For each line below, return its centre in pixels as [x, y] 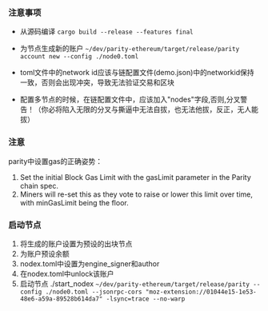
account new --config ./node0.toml [79, 57]
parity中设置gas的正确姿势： [55, 161]
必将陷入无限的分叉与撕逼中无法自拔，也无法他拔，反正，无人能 [153, 110]
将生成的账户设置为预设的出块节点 [76, 243]
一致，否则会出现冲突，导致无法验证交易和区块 [97, 82]
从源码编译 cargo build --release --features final [106, 32]
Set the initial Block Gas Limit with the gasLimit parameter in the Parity [136, 177]
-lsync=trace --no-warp [146, 299]
